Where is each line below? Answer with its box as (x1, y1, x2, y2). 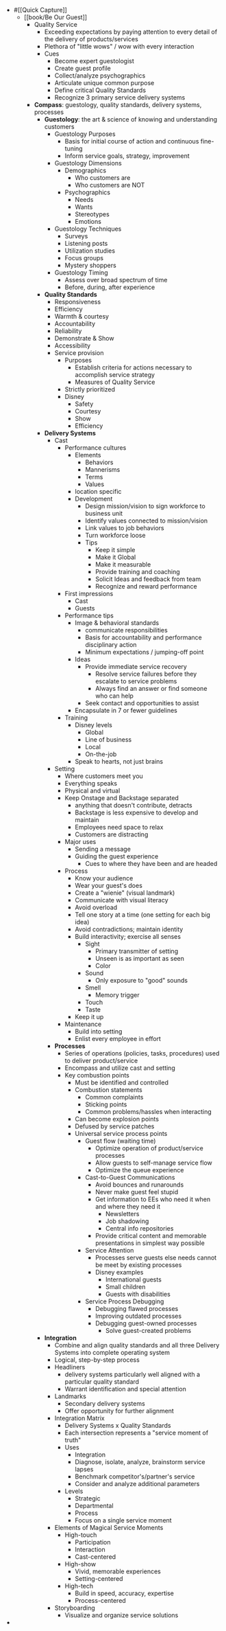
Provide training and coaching (95, 568, 180, 575)
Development (75, 494, 113, 503)
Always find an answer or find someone (95, 685, 208, 692)
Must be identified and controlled (75, 1078, 169, 1086)
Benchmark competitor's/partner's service (75, 1472, 195, 1481)
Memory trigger (95, 991, 140, 999)
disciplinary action (85, 641, 137, 648)
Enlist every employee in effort (75, 1035, 161, 1042)
